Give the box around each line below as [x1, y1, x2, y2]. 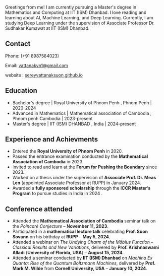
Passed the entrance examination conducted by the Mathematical [12, 153, 148, 159]
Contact [5, 40, 31, 48]
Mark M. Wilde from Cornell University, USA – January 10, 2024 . [12, 266, 148, 272]
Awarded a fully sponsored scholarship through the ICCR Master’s [12, 185, 151, 191]
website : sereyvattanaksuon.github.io [5, 72, 83, 78]
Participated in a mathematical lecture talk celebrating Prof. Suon [12, 228, 148, 235]
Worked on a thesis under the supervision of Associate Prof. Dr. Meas [12, 175, 156, 181]
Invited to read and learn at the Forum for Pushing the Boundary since [12, 164, 157, 170]
